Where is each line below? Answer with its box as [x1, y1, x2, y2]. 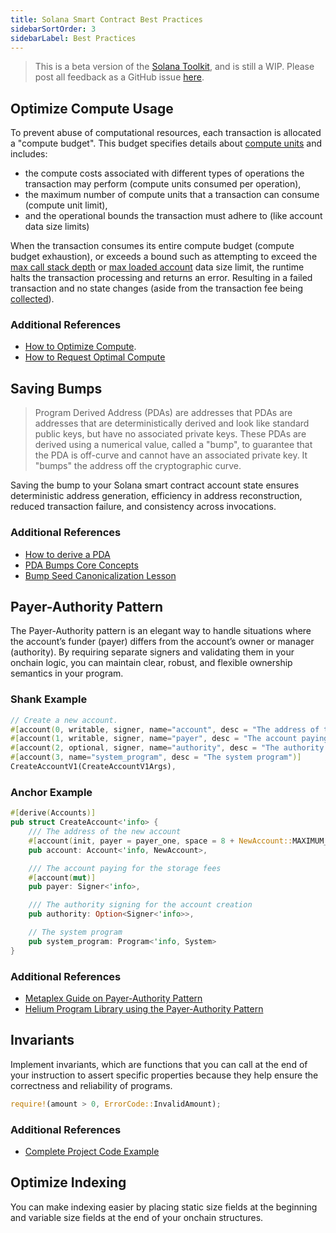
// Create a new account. [10, 715, 118, 725]
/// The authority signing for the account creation [28, 900, 253, 910]
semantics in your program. [10, 667, 124, 680]
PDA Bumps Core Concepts [24, 559, 139, 571]
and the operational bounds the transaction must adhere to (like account [24, 210, 323, 222]
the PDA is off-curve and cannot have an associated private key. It [34, 449, 308, 461]
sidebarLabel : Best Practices [10, 33, 137, 43]
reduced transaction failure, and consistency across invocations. [10, 501, 277, 513]
